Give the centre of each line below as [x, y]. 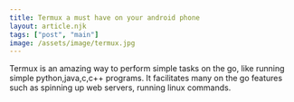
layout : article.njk [48, 26]
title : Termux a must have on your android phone [105, 18]
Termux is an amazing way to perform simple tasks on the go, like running [147, 69]
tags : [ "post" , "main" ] [54, 34]
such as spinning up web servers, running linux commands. [120, 88]
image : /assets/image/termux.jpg [72, 43]
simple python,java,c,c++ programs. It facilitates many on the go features [146, 79]
